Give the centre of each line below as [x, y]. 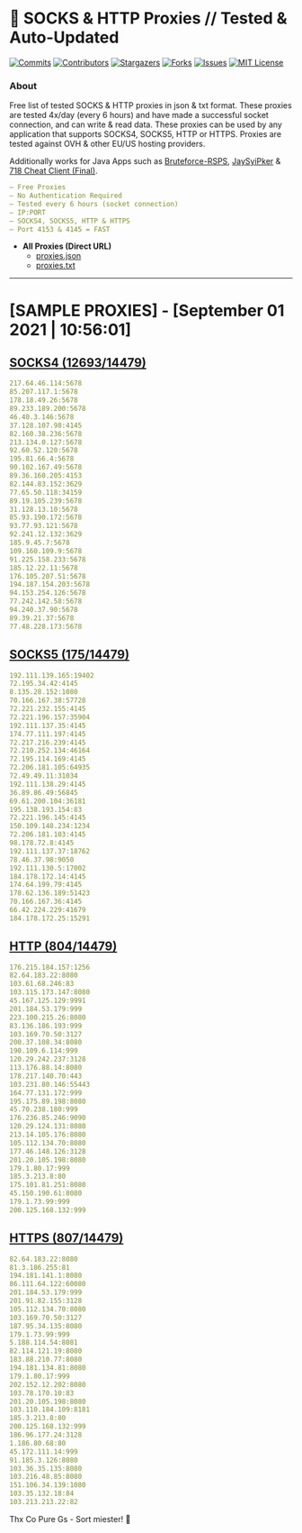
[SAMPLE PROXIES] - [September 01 [147, 310]
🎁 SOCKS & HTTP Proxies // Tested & [148, 18]
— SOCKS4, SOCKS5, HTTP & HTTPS [70, 221]
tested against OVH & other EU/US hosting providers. [107, 144]
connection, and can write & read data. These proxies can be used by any [146, 124]
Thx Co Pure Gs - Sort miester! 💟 [70, 1519]
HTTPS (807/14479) [67, 1238]
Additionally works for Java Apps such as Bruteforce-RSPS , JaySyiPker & [145, 161]
